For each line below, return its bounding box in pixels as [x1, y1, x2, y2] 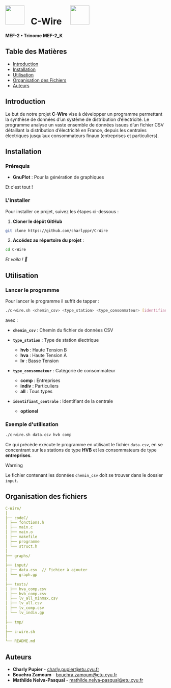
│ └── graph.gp [5, 572, 38, 577]
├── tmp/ [5, 620, 24, 625]
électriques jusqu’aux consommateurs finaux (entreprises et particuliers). [5, 133, 159, 139]
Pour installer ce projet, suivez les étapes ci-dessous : [5, 208, 119, 214]
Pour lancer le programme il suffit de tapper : [5, 298, 100, 304]
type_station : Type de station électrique [12, 337, 99, 343]
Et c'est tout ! [5, 184, 33, 190]
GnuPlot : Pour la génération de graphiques [12, 174, 104, 181]
